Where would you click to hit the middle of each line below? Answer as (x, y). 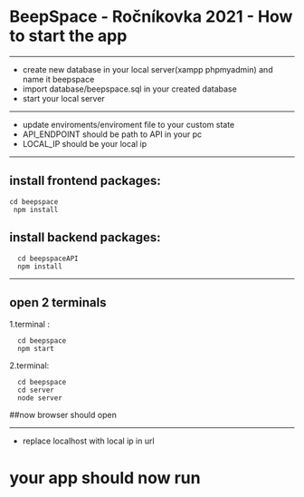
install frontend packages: (85, 181)
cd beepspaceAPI (48, 258)
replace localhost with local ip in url (89, 441)
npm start (36, 349)
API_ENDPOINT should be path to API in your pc (112, 134)
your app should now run (105, 478)
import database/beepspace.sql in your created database (129, 89)
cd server (36, 390)
